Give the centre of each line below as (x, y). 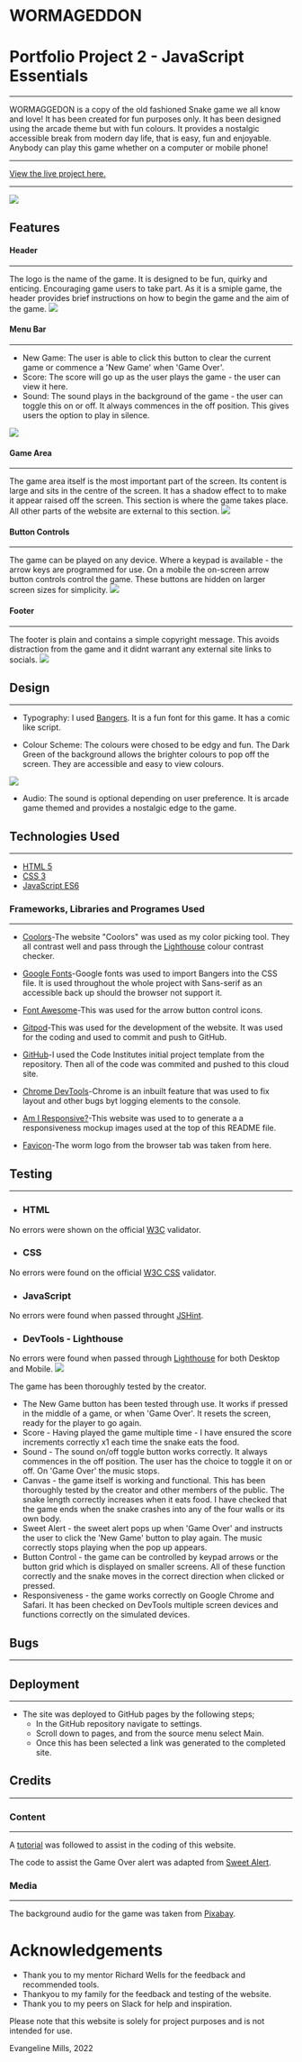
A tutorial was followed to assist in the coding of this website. (123, 1845)
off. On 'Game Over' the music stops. (91, 1471)
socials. (23, 660)
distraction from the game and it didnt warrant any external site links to (141, 649)
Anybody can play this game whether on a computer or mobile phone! (139, 148)
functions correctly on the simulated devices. (106, 1615)
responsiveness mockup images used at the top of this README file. (149, 1128)
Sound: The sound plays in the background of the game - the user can (152, 396)
